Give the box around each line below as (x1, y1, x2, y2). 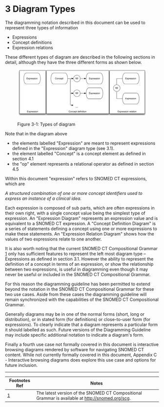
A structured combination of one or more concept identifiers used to (5, 190, 143, 196)
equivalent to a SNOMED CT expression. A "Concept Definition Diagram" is (5, 220, 156, 226)
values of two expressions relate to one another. (5, 236, 102, 242)
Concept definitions (12, 39, 52, 45)
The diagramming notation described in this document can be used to (5, 20, 145, 25)
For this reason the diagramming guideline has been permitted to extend (5, 281, 150, 287)
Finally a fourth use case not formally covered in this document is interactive (5, 341, 159, 347)
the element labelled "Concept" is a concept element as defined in (12, 150, 146, 156)
